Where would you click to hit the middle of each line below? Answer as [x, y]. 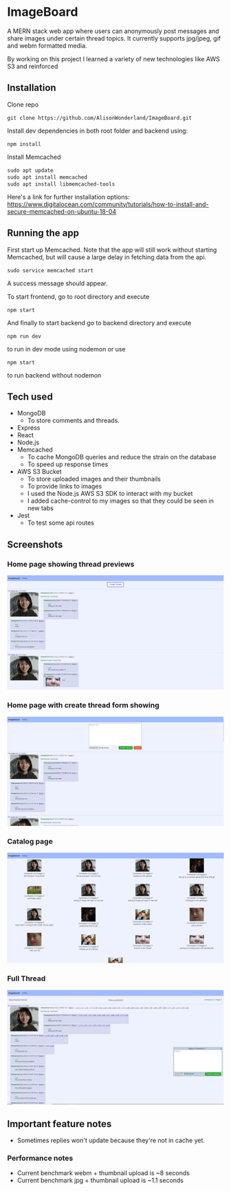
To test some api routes [60, 523]
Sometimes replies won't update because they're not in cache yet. [111, 1140]
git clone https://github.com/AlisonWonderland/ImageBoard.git [100, 118]
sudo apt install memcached [47, 177]
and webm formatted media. [47, 45]
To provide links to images [65, 486]
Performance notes [40, 1158]
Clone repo [23, 105]
